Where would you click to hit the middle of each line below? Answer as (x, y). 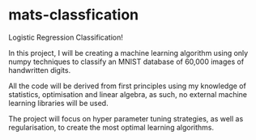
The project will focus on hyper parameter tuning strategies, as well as (126, 118)
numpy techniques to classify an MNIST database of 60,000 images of (126, 62)
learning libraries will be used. (58, 103)
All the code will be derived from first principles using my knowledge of (128, 86)
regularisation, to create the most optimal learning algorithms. (111, 127)
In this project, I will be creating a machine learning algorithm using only (128, 53)
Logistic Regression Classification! (66, 37)
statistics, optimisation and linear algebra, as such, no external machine (128, 94)
